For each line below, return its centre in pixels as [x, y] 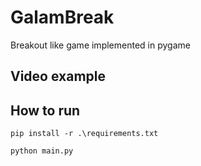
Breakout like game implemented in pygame [100, 45]
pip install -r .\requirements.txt [84, 134]
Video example [58, 76]
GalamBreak [62, 17]
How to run [45, 110]
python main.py [42, 151]
